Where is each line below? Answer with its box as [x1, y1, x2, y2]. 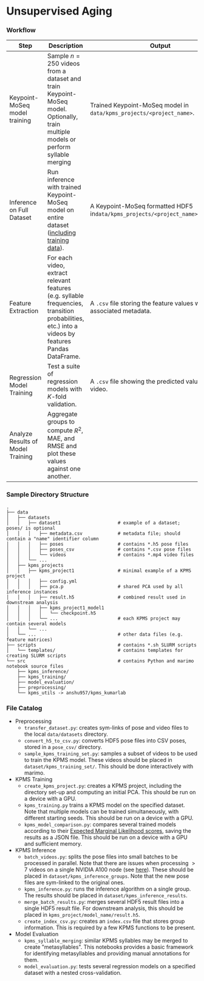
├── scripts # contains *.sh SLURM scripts [6, 642, 197, 648]
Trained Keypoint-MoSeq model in [90, 101, 189, 110]
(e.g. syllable [47, 291, 84, 300]
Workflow [6, 26, 36, 35]
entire [47, 214, 64, 222]
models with [47, 385, 83, 393]
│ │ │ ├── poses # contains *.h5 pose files [6, 541, 189, 548]
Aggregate [47, 410, 78, 418]
